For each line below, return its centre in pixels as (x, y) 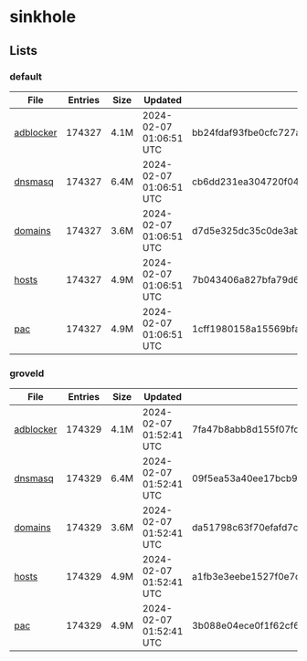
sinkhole (42, 17)
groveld (27, 373)
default (26, 77)
